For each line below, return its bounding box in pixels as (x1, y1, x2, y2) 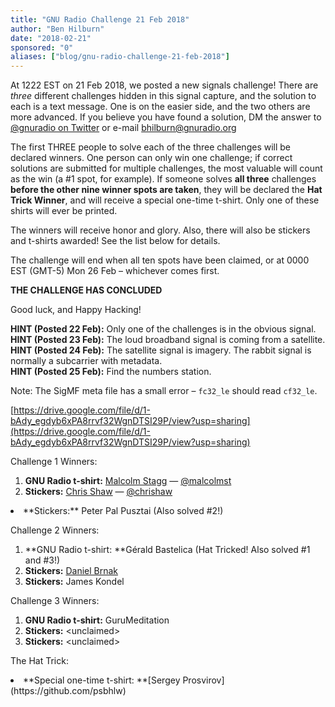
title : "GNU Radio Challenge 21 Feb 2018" (10, 14, 190, 25)
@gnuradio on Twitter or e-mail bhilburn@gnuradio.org (10, 122, 237, 134)
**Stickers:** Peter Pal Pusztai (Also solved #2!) (23, 505, 224, 517)
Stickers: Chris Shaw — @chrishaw (24, 486, 173, 498)
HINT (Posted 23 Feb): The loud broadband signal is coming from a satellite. (10, 334, 326, 346)
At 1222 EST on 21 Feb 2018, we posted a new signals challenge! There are (10, 79, 319, 91)
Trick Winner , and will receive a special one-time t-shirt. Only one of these (10, 194, 320, 206)
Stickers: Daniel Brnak (24, 565, 119, 577)
